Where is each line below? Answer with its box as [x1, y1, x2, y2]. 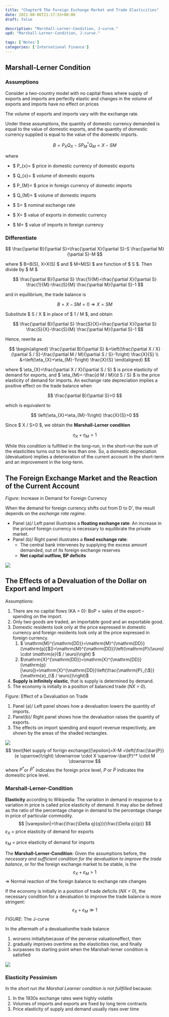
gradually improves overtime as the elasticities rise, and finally [12, 941, 142, 947]
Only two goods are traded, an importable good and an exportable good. [12, 619, 164, 625]
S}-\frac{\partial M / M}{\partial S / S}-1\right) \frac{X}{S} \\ [35, 351, 159, 357]
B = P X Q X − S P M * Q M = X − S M [52, 141, 117, 150]
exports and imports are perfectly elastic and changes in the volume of [5, 95, 153, 101]
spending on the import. [12, 613, 63, 619]
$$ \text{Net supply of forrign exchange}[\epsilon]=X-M [5, 747, 122, 753]
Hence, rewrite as [5, 336, 42, 342]
